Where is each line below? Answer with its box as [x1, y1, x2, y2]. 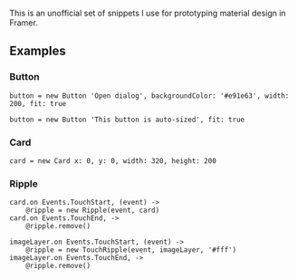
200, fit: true [9, 99, 67, 108]
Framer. [9, 17, 38, 28]
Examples [9, 43, 66, 59]
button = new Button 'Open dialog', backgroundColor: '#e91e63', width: [9, 91, 290, 101]
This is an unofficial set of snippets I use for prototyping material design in [9, 8, 287, 18]
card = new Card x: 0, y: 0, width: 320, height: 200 [9, 156, 217, 166]
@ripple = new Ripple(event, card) [25, 206, 160, 216]
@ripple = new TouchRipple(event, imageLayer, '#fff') [25, 245, 237, 255]
